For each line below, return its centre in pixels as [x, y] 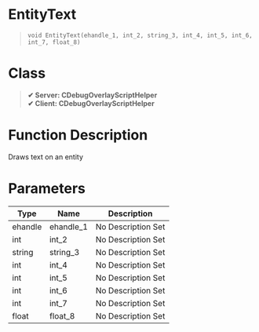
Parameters [47, 188]
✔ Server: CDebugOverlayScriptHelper [92, 95]
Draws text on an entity [46, 157]
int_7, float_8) [54, 42]
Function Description [78, 135]
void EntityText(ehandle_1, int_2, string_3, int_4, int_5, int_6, [140, 35]
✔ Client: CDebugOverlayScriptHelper [91, 103]
